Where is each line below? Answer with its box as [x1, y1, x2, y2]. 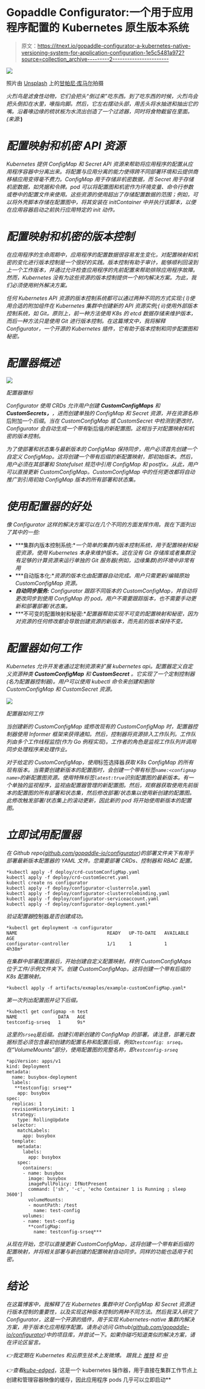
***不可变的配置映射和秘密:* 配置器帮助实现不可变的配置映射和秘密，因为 [15, 610, 198, 617]
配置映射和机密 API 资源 [6, 139, 126, 153]
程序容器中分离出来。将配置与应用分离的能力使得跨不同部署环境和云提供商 [11, 168, 198, 175]
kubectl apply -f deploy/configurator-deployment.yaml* [6, 901, 151, 907]
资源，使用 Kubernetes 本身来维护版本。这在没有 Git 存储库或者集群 [20, 549, 190, 556]
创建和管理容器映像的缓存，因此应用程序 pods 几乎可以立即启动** [6, 1376, 172, 1383]
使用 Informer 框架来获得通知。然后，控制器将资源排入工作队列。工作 [16, 730, 191, 738]
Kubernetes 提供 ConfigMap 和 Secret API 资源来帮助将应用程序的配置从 [6, 160, 188, 168]
